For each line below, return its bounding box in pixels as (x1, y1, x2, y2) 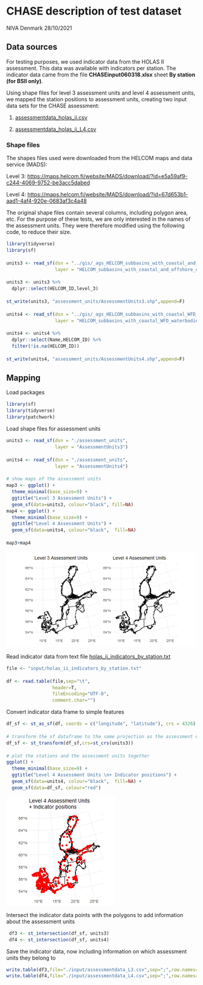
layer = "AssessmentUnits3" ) (54, 444, 129, 450)
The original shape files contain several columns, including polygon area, (6, 209, 188, 217)
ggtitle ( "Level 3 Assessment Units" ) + (11, 495, 112, 501)
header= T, (52, 684, 77, 691)
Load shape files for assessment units (6, 425, 101, 432)
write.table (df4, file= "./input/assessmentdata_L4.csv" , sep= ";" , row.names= (6, 973, 199, 979)
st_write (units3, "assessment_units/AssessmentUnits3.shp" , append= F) (6, 298, 185, 304)
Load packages (6, 389, 45, 396)
